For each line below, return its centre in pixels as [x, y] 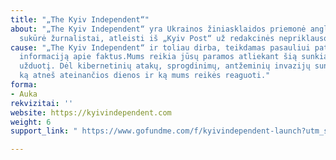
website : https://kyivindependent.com [91, 112]
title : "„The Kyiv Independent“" [80, 19]
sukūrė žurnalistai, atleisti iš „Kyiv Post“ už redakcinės [147, 38]
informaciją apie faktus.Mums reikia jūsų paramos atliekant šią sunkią [174, 57]
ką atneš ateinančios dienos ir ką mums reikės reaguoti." [145, 76]
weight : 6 [31, 122]
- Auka [24, 94]
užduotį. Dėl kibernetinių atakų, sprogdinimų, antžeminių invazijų [165, 66]
